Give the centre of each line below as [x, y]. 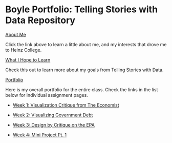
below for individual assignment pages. [47, 95]
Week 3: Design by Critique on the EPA [53, 125]
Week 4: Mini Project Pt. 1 [40, 135]
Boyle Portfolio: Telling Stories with [81, 9]
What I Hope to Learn [28, 59]
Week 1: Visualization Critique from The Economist [66, 105]
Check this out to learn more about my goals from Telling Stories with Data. [84, 70]
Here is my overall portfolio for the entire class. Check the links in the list [82, 89]
